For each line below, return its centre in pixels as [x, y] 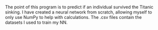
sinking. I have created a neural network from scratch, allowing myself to [79, 12]
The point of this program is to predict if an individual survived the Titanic [79, 7]
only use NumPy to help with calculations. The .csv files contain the [74, 17]
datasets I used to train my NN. [36, 22]
